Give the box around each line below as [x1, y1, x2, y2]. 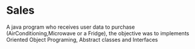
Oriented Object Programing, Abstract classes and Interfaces [6, 36, 158, 43]
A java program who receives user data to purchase [6, 23, 135, 30]
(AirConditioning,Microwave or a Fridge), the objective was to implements [6, 29, 190, 36]
